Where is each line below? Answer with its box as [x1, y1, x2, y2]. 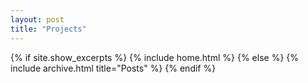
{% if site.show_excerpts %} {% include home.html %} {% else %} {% [10, 51, 300, 63]
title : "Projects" [10, 24, 87, 34]
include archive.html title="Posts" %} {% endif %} [10, 62, 217, 74]
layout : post [10, 14, 65, 25]
